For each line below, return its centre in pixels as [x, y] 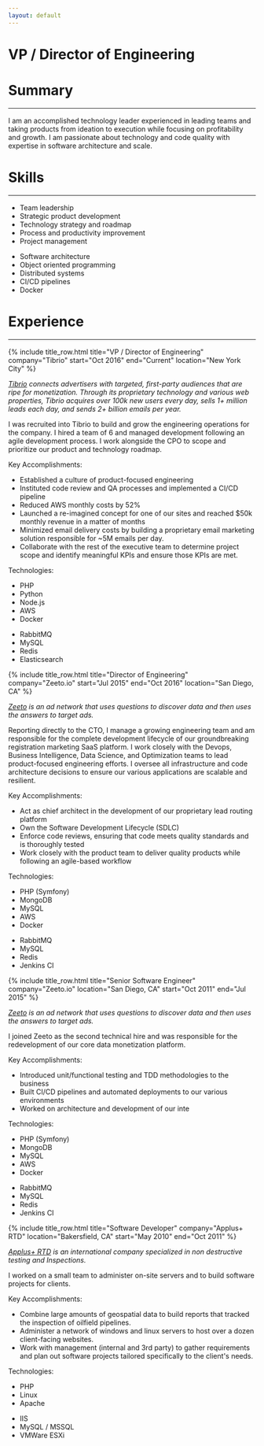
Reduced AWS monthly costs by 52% [80, 505]
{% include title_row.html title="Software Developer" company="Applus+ [126, 1228]
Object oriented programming [68, 264]
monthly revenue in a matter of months [82, 521]
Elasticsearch [41, 659]
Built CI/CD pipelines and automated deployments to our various [123, 1092]
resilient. [22, 780]
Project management [53, 241]
